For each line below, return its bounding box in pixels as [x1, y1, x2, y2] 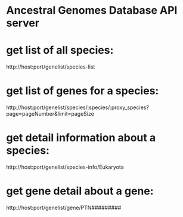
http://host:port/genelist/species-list [6, 63, 95, 70]
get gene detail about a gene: [6, 184, 154, 198]
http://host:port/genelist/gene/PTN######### [6, 204, 122, 211]
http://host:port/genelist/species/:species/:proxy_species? [6, 104, 149, 111]
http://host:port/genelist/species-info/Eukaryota [6, 163, 124, 170]
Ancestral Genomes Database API [6, 4, 178, 17]
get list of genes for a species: [6, 84, 159, 98]
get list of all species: [6, 44, 114, 57]
